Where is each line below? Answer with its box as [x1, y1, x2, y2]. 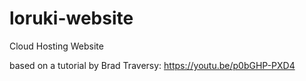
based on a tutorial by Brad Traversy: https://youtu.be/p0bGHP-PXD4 [9, 59, 296, 71]
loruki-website [9, 7, 134, 30]
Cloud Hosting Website [9, 40, 104, 52]
